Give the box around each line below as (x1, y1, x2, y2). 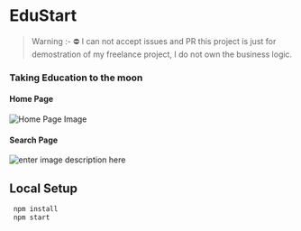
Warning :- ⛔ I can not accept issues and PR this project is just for (31, 35, 277, 46)
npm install (13, 205, 59, 214)
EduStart (9, 5, 78, 26)
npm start (13, 213, 50, 222)
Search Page (9, 134, 59, 145)
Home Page (9, 94, 54, 105)
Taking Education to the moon (9, 71, 143, 84)
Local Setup (9, 180, 78, 196)
